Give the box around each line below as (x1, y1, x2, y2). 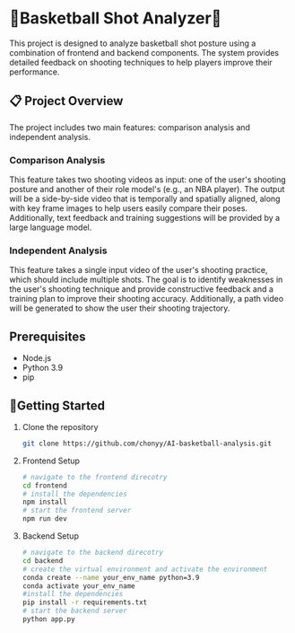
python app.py (22, 615, 75, 624)
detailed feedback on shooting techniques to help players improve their (9, 57, 273, 67)
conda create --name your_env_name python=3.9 (22, 573, 200, 582)
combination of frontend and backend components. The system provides (9, 47, 280, 57)
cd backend (22, 556, 64, 565)
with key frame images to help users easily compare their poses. (9, 203, 248, 214)
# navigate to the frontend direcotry (22, 472, 168, 481)
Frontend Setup (22, 455, 81, 466)
